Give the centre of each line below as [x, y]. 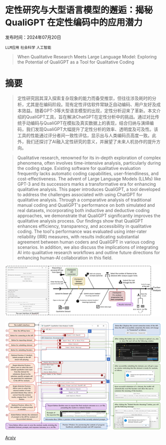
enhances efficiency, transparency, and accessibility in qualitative [84, 226]
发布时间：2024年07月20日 [33, 37]
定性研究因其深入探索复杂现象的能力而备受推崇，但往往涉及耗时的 [84, 98]
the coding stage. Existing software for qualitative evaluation [79, 168]
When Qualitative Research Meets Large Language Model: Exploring [87, 56]
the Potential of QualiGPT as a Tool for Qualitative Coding [76, 62]
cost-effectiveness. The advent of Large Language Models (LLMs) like [89, 178]
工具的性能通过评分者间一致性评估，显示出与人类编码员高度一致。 [84, 135]
